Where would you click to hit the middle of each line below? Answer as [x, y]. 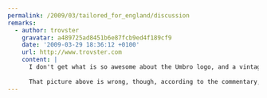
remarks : [22, 23]
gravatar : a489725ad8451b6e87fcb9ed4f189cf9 [97, 38]
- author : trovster [47, 30]
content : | [40, 60]
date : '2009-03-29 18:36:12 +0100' [81, 45]
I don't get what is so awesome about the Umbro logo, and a [132, 67]
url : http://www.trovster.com [72, 52]
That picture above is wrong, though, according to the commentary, [145, 81]
